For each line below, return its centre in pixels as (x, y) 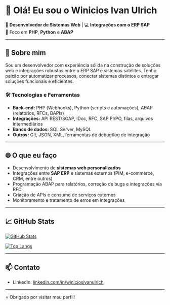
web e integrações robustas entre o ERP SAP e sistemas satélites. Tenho (81, 70)
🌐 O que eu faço (31, 155)
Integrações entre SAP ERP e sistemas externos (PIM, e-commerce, (83, 173)
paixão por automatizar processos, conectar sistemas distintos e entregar (82, 76)
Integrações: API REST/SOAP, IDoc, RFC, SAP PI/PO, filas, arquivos (83, 118)
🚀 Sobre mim (26, 53)
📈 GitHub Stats (30, 221)
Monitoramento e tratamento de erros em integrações (69, 200)
